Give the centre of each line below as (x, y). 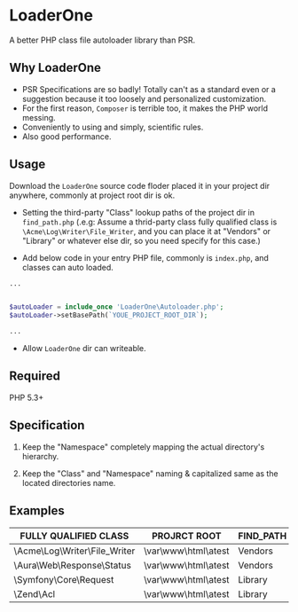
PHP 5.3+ (27, 397)
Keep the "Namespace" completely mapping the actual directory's (143, 447)
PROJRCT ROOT (187, 536)
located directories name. (69, 483)
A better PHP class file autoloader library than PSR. (102, 40)
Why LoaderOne (55, 68)
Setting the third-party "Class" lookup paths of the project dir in (138, 212)
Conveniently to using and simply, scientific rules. (113, 127)
